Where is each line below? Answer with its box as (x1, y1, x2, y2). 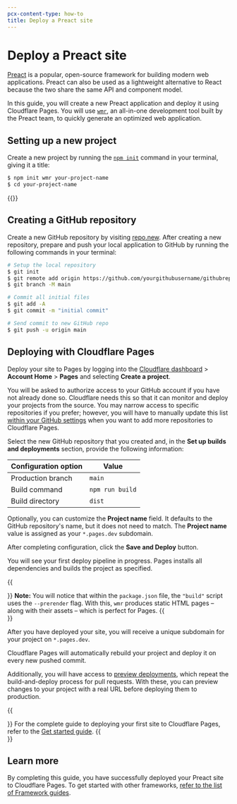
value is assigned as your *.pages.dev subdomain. (7, 529, 154, 537)
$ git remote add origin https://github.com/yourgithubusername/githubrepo (7, 274, 235, 282)
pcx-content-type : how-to (7, 10, 83, 18)
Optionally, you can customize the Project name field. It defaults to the (7, 514, 213, 523)
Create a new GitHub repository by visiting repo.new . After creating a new (7, 233, 222, 241)
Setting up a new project (7, 135, 117, 147)
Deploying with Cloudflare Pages (7, 346, 155, 358)
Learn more (7, 755, 59, 767)
